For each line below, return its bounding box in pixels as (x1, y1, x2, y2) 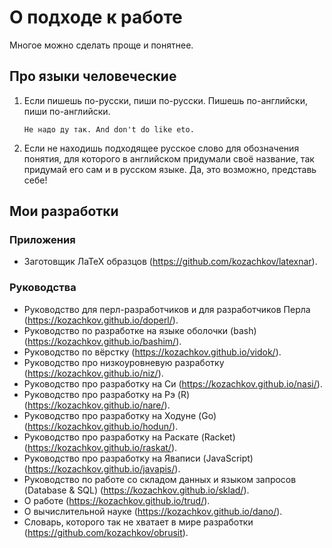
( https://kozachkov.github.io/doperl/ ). (23, 314, 179, 326)
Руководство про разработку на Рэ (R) (23, 388, 191, 400)
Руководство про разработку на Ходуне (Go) (23, 409, 217, 421)
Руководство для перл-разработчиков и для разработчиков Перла (23, 303, 311, 315)
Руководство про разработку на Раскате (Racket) (23, 431, 236, 443)
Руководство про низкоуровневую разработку (23, 356, 225, 368)
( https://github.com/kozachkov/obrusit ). (23, 526, 189, 538)
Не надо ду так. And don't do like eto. (23, 124, 195, 135)
